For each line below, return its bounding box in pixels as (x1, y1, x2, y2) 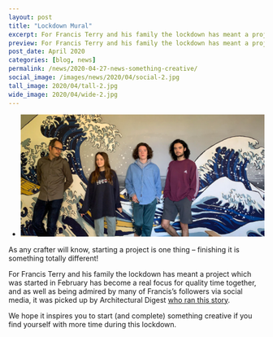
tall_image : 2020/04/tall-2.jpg (8, 81, 118, 90)
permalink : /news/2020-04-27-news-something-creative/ (8, 65, 198, 73)
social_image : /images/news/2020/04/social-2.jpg (8, 73, 180, 81)
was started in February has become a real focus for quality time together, (8, 278, 257, 287)
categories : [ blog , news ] (8, 56, 96, 64)
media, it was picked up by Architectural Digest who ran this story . (8, 295, 231, 304)
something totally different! (8, 253, 99, 263)
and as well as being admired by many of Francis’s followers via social (8, 286, 243, 296)
